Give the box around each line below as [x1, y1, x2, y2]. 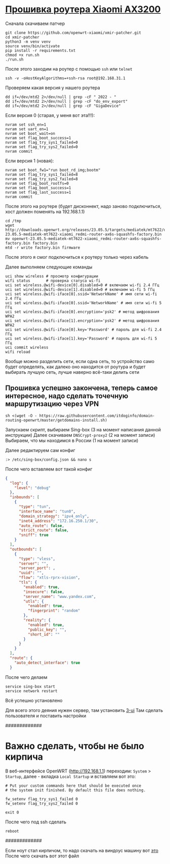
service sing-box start [5, 684, 56, 689]
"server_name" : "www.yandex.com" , [23, 594, 96, 599]
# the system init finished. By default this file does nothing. [5, 787, 146, 793]
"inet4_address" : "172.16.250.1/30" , [18, 518, 99, 523]
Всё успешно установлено [5, 697, 63, 703]
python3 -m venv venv [5, 39, 51, 44]
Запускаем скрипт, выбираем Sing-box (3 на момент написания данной [5, 426, 161, 433]
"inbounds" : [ [10, 495, 39, 500]
